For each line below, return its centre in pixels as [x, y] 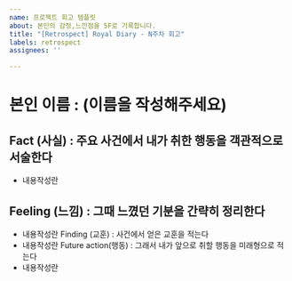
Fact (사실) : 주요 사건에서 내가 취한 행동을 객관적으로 [146, 140]
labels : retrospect [45, 42]
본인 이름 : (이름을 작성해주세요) [118, 105]
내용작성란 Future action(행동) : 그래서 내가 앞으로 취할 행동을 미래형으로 [148, 245]
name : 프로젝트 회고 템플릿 [52, 17]
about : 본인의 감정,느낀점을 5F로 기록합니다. [83, 26]
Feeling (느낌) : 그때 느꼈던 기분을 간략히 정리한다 [137, 211]
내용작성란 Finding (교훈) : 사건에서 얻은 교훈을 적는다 [115, 234]
